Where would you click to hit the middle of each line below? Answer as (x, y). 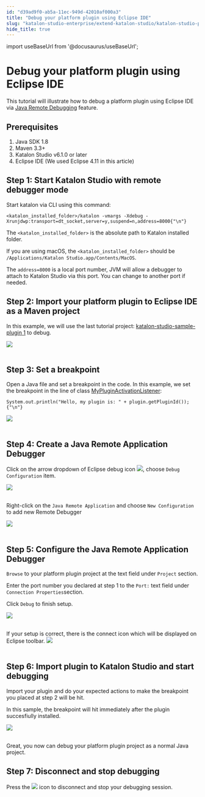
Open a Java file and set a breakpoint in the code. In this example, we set (99, 384)
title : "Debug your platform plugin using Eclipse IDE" (79, 18)
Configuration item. (31, 476)
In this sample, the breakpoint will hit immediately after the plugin (88, 709)
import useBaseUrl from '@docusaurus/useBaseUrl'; (72, 47)
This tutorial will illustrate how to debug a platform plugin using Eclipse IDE (100, 101)
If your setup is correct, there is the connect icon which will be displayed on (102, 634)
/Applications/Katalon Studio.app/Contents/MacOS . (71, 257)
